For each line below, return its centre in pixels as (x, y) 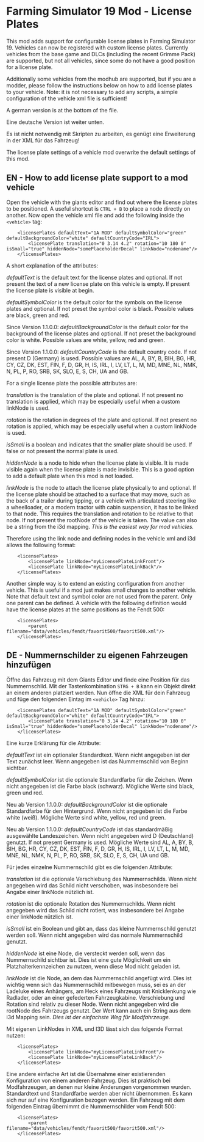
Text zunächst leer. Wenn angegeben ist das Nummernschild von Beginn (97, 761)
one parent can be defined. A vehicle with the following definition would (97, 603)
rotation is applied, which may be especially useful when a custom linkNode (101, 426)
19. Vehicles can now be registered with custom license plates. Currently (97, 48)
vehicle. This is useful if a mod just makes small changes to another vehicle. (101, 590)
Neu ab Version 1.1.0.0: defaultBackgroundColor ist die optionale (87, 804)
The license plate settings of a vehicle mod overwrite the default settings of (101, 152)
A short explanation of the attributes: (52, 265)
